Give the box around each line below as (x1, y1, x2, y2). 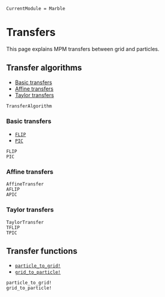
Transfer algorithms (6, 63, 82, 73)
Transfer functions (6, 246, 78, 256)
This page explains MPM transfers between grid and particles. (6, 45, 160, 52)
